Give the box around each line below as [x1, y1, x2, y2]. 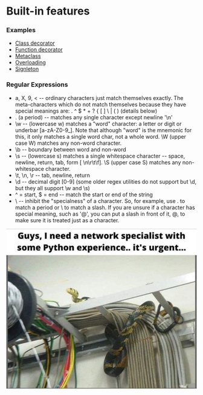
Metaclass [14, 53, 41, 60]
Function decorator [14, 46, 63, 53]
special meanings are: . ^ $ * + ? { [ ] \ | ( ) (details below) [14, 107, 158, 115]
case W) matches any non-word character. [14, 139, 122, 147]
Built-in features [6, 4, 90, 18]
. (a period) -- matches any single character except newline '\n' [14, 113, 173, 121]
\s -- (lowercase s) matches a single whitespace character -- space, [14, 152, 185, 159]
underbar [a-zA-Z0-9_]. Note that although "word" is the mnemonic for [14, 126, 192, 134]
